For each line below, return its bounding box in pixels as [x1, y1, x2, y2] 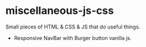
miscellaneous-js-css [5, 4, 114, 17]
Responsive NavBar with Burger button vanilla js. [13, 34, 132, 41]
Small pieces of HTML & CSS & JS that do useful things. [5, 23, 141, 30]
